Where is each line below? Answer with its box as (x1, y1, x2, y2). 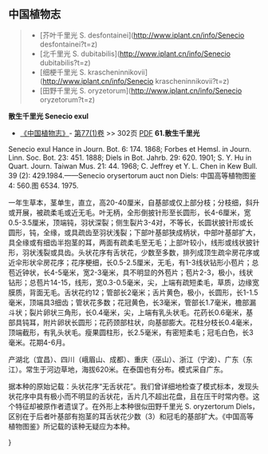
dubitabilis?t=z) (39, 58, 91, 67)
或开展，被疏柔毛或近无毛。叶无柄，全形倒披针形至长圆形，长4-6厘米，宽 (8, 207, 251, 217)
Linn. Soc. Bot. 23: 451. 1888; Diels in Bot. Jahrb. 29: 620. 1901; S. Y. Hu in (8, 153, 252, 162)
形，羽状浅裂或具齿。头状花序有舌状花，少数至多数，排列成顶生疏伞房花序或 (8, 247, 260, 257)
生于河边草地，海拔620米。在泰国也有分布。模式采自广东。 (32, 364, 228, 374)
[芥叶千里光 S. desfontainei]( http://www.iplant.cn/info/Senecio (39, 30, 245, 40)
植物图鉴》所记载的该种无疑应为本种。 (8, 421, 134, 431)
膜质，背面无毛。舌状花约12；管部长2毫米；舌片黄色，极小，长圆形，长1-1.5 (8, 287, 258, 297)
